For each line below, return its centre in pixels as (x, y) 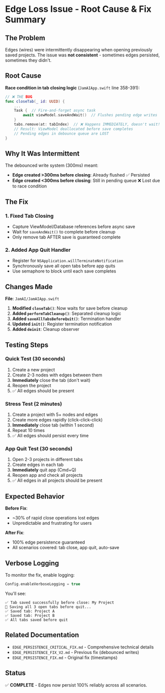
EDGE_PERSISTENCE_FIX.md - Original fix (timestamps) (65, 657)
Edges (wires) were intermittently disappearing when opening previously (79, 50)
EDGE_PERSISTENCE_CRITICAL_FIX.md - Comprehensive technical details (83, 647)
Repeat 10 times (29, 430)
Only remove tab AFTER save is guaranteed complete (66, 237)
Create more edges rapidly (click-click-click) (57, 420)
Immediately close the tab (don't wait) (51, 380)
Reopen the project (32, 385)
